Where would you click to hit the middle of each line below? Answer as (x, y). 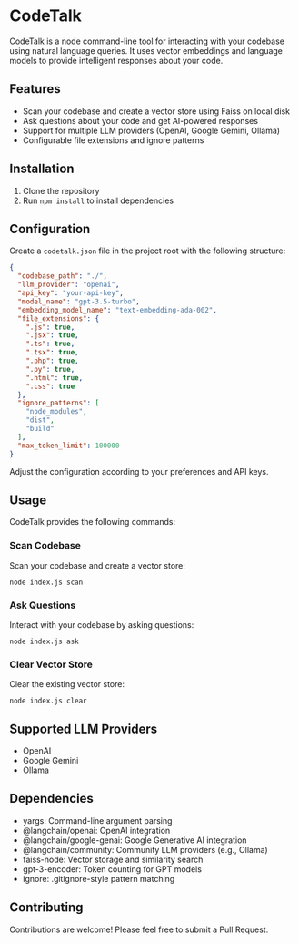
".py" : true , (50, 369)
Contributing (46, 908)
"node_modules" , (57, 412)
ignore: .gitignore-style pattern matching (99, 878)
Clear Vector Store (51, 664)
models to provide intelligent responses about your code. (116, 60)
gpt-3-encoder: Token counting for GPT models (112, 869)
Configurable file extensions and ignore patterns (113, 140)
